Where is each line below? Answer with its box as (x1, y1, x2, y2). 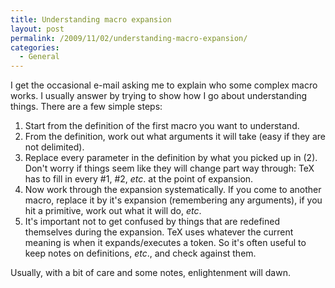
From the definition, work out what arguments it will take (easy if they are (24, 131, 326, 143)
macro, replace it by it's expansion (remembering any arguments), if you (24, 194, 323, 206)
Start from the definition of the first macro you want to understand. (24, 120, 300, 132)
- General (19, 52, 60, 62)
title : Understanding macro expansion (10, 14, 172, 25)
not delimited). (24, 141, 85, 153)
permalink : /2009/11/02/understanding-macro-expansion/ (10, 33, 248, 43)
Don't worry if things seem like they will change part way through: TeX (24, 162, 315, 175)
